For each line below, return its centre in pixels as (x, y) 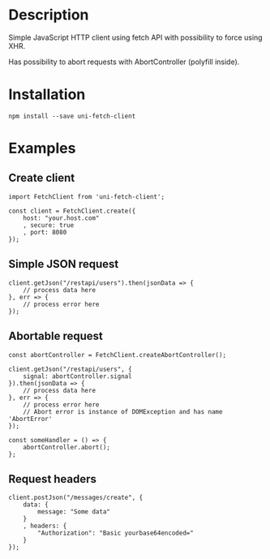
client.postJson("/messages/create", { (76, 498)
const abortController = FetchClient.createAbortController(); (118, 355)
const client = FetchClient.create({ (72, 211)
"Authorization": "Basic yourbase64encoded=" (116, 533)
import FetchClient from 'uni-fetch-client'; (86, 196)
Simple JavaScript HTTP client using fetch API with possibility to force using (135, 37)
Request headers (53, 479)
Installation (47, 95)
